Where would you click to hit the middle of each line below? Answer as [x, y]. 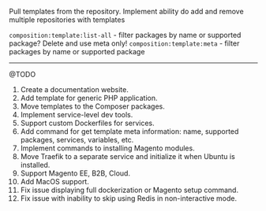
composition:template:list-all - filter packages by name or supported [125, 35]
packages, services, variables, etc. [77, 140]
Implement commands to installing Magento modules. [108, 148]
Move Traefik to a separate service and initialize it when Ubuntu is [127, 156]
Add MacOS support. [54, 181]
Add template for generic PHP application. [89, 98]
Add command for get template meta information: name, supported [129, 131]
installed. [35, 165]
